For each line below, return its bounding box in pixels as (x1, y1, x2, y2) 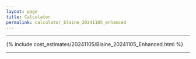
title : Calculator (6, 14, 51, 20)
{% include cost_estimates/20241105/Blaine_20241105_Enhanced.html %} (6, 41, 184, 48)
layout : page (6, 8, 38, 15)
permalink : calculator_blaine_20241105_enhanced (6, 19, 127, 25)
